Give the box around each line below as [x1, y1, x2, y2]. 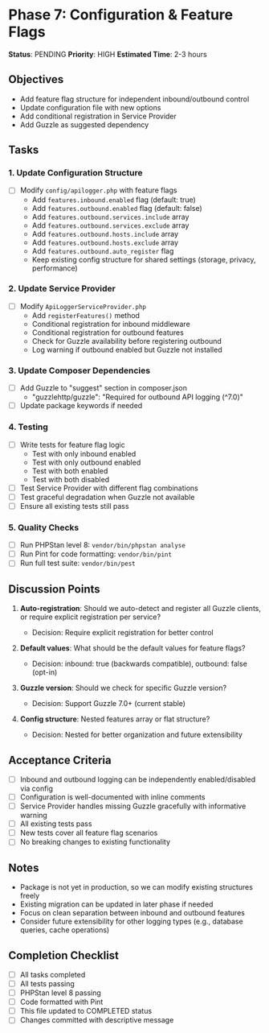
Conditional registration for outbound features [31, 328, 185, 337]
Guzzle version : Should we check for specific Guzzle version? [19, 683, 227, 693]
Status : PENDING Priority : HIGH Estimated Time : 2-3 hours [8, 49, 207, 59]
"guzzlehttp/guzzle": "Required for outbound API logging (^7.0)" [31, 392, 243, 402]
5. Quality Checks [8, 522, 79, 533]
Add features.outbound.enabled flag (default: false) [31, 203, 202, 213]
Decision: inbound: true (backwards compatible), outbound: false [31, 659, 247, 669]
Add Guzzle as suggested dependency [19, 119, 149, 130]
